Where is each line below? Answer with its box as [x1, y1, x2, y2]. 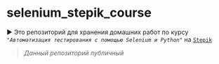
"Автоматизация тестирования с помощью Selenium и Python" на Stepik [6, 35, 212, 43]
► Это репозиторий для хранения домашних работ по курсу [6, 28, 189, 36]
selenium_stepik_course [6, 5, 152, 21]
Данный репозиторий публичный [23, 49, 124, 57]
